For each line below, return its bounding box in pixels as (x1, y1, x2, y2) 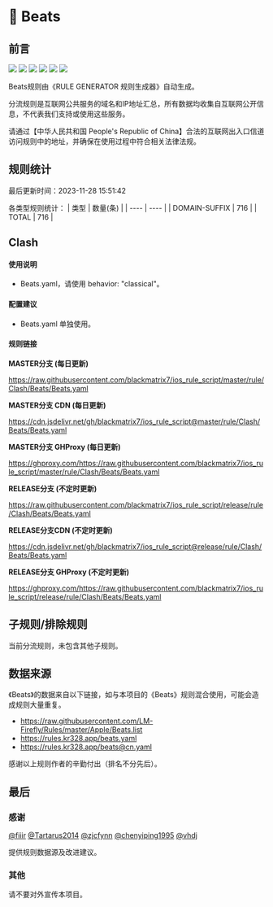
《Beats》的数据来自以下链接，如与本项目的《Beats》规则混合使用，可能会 (8, 690, 253, 700)
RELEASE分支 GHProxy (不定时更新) (8, 567, 130, 577)
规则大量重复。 (15, 700, 66, 710)
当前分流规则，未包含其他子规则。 (8, 640, 123, 650)
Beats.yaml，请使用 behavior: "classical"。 (19, 279, 164, 289)
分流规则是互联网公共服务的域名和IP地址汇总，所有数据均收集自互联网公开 (8, 99, 258, 108)
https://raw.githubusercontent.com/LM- (19, 716, 154, 726)
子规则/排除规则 (8, 617, 88, 631)
